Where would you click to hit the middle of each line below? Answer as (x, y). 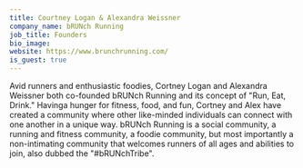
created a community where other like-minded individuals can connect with (151, 115)
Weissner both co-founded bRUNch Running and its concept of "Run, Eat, (148, 95)
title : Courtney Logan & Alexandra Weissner (95, 18)
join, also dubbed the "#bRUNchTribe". (82, 153)
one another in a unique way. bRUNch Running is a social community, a (143, 124)
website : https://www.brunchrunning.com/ (89, 52)
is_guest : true (38, 60)
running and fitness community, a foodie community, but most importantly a (151, 134)
